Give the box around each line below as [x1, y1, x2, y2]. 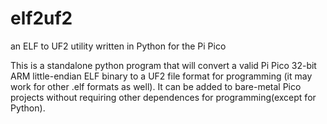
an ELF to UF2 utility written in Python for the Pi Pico [10, 40, 227, 52]
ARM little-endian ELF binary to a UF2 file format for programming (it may [10, 70, 313, 82]
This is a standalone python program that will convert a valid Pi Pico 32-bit [10, 59, 317, 71]
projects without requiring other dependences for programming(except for [10, 91, 317, 103]
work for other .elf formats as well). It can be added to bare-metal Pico [10, 80, 302, 92]
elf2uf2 [10, 7, 73, 30]
